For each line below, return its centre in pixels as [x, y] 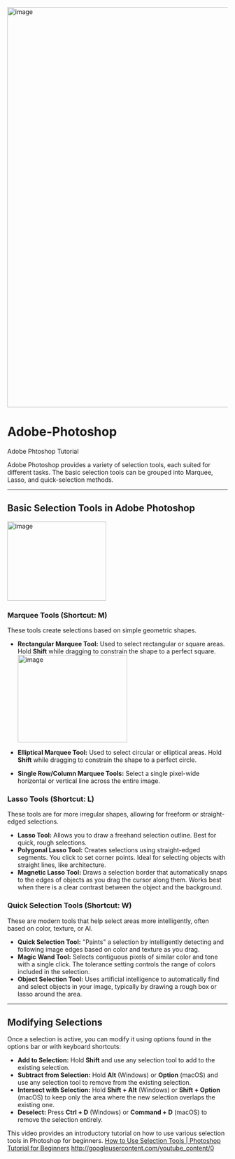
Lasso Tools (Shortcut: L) [51, 799]
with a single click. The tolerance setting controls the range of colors [116, 964]
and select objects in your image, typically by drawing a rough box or [117, 986]
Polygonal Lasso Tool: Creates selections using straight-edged [109, 850]
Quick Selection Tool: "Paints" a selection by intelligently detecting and [121, 942]
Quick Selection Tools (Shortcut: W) [70, 905]
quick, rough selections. [52, 842]
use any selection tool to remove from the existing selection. [104, 1083]
